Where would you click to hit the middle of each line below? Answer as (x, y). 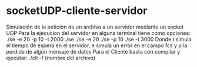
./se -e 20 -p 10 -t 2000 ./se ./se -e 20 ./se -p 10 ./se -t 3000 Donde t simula (99, 39)
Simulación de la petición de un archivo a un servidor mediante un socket (95, 27)
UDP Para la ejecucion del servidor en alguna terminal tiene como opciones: (98, 33)
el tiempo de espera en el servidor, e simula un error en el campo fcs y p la (97, 45)
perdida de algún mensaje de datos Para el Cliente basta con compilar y (93, 51)
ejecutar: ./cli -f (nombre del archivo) (51, 58)
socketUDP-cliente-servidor (77, 11)
